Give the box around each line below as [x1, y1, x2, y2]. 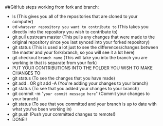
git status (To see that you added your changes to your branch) [12, 86, 140, 91]
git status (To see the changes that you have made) [12, 75, 115, 81]
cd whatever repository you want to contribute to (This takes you [12, 24, 149, 30]
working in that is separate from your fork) [12, 60, 97, 65]
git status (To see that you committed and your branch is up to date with [12, 101, 157, 107]
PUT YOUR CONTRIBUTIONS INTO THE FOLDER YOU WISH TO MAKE [12, 65, 153, 71]
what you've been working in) [12, 106, 72, 112]
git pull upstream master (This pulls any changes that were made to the [12, 34, 155, 40]
